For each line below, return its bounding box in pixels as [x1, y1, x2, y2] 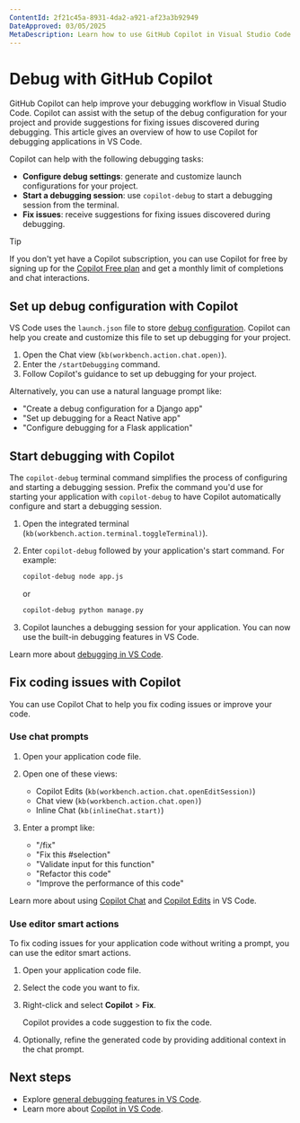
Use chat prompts [9, 731, 89, 743]
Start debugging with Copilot [9, 448, 175, 463]
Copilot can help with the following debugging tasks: [9, 154, 204, 164]
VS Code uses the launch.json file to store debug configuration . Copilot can [9, 322, 290, 333]
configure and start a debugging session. [9, 500, 162, 512]
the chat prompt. [22, 1044, 84, 1055]
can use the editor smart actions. [9, 948, 132, 959]
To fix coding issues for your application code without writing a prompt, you [9, 938, 290, 949]
